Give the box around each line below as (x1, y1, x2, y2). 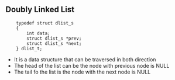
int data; (26, 30, 50, 36)
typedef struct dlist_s (16, 20, 74, 26)
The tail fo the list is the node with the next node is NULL (13, 68, 151, 75)
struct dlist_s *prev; (26, 35, 82, 41)
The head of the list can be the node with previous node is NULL (13, 62, 170, 69)
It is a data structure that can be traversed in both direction (13, 55, 156, 63)
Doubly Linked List (5, 5, 74, 15)
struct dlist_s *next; (26, 40, 82, 46)
